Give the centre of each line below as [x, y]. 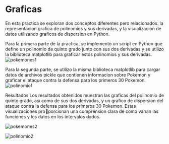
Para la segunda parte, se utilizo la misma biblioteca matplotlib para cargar [83, 69]
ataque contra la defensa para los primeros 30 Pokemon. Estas [71, 106]
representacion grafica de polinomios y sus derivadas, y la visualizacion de [83, 28]
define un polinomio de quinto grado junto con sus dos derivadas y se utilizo [84, 49]
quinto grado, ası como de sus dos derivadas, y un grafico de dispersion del [84, 100]
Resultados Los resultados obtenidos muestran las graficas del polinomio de [84, 95]
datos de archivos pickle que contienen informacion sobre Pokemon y [78, 75]
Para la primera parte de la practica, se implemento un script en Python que [84, 43]
